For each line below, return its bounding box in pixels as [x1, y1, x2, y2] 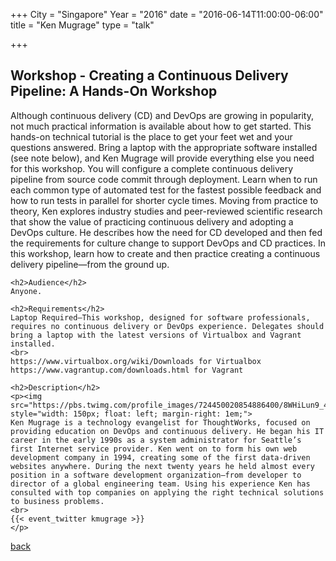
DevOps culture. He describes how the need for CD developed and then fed [10, 226, 323, 238]
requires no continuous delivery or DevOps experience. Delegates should [10, 321, 325, 331]
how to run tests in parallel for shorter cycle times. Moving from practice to [10, 194, 319, 206]
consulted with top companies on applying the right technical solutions [10, 487, 325, 498]
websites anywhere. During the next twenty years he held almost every [10, 461, 315, 471]
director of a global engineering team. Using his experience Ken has [10, 479, 311, 489]
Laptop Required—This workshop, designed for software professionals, [10, 312, 311, 323]
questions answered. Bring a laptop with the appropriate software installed [10, 141, 318, 153]
